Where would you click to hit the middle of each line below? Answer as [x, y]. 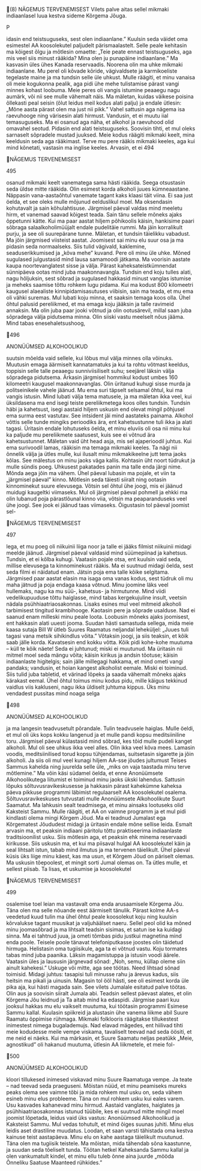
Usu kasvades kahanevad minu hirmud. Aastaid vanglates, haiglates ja [93, 1105]
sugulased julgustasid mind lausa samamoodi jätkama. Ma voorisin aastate [98, 259]
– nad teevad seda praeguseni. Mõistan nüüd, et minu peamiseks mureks [97, 1086]
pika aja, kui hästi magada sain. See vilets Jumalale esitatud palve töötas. [97, 987]
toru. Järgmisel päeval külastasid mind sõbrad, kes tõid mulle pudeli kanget [99, 741]
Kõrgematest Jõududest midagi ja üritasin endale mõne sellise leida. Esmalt [99, 824]
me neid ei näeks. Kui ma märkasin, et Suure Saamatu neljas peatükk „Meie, [100, 1038]
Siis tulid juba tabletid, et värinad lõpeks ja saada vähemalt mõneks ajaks [96, 674]
